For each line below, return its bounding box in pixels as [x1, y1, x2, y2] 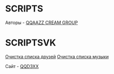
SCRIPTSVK [5, 37, 56, 48]
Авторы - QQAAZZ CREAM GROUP [5, 19, 78, 25]
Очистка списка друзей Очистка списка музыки [5, 53, 109, 59]
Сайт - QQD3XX [5, 63, 39, 69]
